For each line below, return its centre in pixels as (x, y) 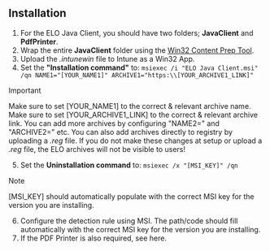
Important (25, 90)
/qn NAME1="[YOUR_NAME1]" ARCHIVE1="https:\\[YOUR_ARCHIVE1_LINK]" (137, 75)
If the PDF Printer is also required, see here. (93, 238)
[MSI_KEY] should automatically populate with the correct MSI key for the (131, 196)
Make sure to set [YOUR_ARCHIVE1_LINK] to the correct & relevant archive (133, 115)
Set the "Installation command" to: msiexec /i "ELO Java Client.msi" (139, 67)
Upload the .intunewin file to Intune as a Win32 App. (107, 58)
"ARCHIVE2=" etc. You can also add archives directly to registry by (121, 132)
